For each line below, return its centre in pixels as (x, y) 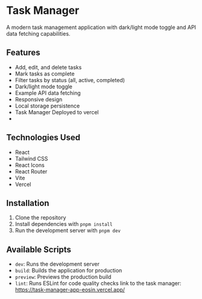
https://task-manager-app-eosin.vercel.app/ (70, 290)
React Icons (30, 165)
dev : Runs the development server (57, 264)
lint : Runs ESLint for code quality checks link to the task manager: (98, 283)
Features (23, 53)
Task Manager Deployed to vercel (57, 112)
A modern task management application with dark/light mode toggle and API (101, 27)
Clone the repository (40, 217)
